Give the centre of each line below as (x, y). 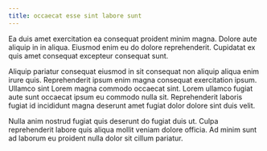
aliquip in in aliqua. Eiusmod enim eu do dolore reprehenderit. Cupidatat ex (132, 47)
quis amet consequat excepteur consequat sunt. (88, 55)
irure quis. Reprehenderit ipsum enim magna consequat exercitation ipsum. (133, 80)
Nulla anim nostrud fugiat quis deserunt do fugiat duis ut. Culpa (113, 120)
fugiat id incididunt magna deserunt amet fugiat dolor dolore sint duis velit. (132, 105)
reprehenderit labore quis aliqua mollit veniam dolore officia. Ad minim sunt (133, 129)
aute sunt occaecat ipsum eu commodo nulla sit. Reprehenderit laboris (125, 96)
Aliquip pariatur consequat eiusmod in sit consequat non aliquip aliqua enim (134, 71)
